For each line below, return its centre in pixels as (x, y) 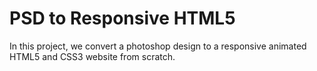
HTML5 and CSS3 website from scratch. (92, 56)
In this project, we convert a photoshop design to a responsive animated (158, 46)
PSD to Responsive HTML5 (122, 18)
